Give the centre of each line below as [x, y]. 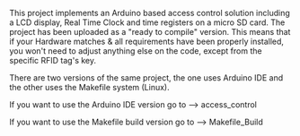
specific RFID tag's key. [53, 60]
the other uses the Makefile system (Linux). [89, 87]
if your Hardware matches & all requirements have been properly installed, [147, 41]
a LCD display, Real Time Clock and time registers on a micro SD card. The [147, 22]
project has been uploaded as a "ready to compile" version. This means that [150, 32]
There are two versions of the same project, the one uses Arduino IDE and [146, 78]
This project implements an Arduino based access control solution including [150, 13]
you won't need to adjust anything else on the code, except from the [136, 51]
